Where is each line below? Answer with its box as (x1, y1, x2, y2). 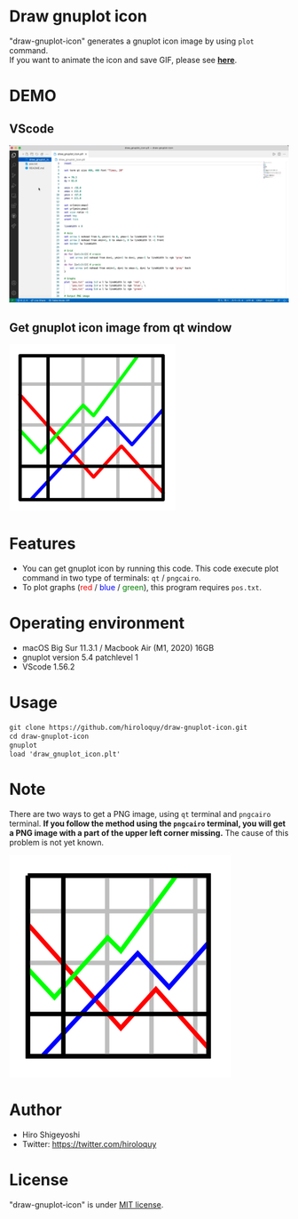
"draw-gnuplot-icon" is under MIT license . (9, 1199, 164, 1210)
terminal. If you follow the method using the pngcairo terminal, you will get (9, 818, 286, 829)
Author (9, 1100, 62, 1120)
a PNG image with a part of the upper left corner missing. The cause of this (9, 828, 289, 838)
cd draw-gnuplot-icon (9, 732, 90, 742)
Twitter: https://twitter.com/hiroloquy (21, 1138, 157, 1149)
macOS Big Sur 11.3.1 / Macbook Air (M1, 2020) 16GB (21, 643, 215, 654)
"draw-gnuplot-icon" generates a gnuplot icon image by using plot (9, 36, 255, 46)
